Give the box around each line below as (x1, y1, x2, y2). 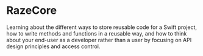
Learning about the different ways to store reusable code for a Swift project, (6, 23, 197, 31)
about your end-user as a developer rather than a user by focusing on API (6, 36, 192, 43)
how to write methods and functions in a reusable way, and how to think (6, 30, 187, 37)
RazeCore (6, 4, 57, 17)
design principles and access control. (6, 43, 101, 50)
